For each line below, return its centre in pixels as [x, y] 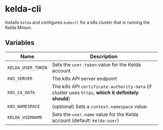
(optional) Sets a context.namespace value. [100, 106]
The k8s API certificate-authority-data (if [102, 86]
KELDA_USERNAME [25, 117]
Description [104, 56]
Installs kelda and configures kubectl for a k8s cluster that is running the [78, 22]
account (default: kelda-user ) [85, 120]
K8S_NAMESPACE [24, 106]
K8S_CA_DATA [21, 92]
